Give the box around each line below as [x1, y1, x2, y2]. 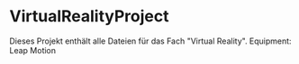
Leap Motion [9, 44, 57, 55]
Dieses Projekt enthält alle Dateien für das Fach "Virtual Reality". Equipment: [9, 36, 292, 46]
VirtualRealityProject [9, 6, 169, 27]
